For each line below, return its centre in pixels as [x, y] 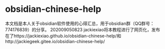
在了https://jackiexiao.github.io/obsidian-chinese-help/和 [63, 36]
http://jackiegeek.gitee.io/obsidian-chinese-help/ [55, 41]
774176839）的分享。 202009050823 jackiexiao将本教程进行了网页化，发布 [83, 29]
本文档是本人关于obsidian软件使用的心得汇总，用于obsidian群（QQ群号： [80, 23]
